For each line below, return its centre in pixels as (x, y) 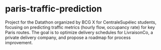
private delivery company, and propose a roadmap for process (68, 37)
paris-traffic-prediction (54, 9)
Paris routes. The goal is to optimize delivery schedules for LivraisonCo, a (79, 32)
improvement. (19, 42)
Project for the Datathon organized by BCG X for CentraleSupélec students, (81, 22)
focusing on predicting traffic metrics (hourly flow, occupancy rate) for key (80, 27)
